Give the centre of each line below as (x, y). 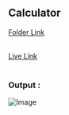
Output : (25, 85)
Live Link (23, 56)
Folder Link (27, 32)
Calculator (34, 13)
